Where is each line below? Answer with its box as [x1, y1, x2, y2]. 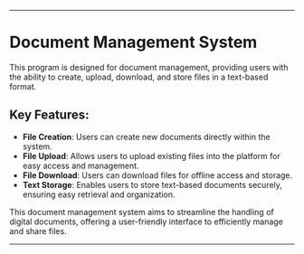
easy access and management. [22, 160, 139, 171]
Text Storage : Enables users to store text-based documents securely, [22, 179, 283, 190]
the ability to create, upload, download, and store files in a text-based [9, 71, 269, 82]
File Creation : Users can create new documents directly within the [22, 131, 271, 142]
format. [9, 80, 37, 91]
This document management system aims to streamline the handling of [9, 206, 274, 217]
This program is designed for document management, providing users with [9, 61, 289, 72]
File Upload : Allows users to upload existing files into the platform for [22, 150, 280, 161]
